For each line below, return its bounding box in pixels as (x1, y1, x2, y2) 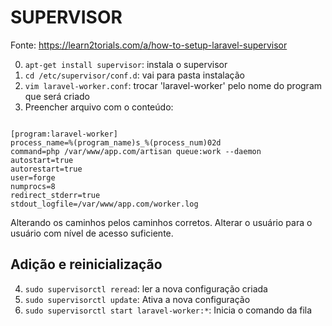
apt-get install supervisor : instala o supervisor (24, 58, 228, 70)
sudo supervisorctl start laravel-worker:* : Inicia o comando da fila (24, 304, 313, 316)
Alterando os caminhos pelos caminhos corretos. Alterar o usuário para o (10, 216, 313, 228)
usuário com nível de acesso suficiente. (10, 227, 174, 239)
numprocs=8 (10, 181, 56, 191)
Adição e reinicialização (10, 256, 163, 273)
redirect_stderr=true (10, 190, 101, 200)
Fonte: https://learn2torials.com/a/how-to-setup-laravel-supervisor (10, 39, 288, 51)
